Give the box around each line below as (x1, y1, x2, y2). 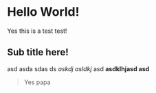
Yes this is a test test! (7, 27, 67, 35)
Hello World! (7, 4, 80, 20)
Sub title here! (7, 46, 69, 58)
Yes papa (23, 78, 51, 86)
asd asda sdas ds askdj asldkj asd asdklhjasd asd (7, 64, 150, 72)
